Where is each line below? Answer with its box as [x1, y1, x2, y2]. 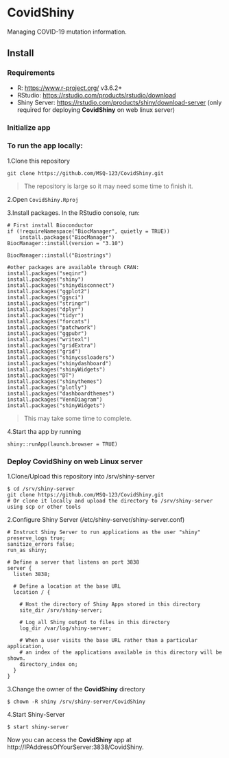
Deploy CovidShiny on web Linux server [7, 457, 143, 466]
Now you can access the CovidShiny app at [7, 736, 132, 744]
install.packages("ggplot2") [7, 288, 91, 295]
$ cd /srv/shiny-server [7, 485, 75, 492]
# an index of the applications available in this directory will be [19, 649, 223, 656]
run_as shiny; [7, 547, 48, 554]
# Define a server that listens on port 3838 [7, 559, 139, 566]
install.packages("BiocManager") [19, 233, 115, 241]
